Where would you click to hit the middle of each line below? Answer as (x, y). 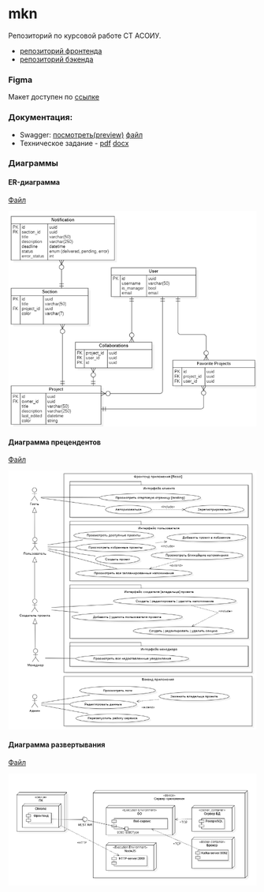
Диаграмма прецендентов (54, 442)
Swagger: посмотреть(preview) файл (81, 134)
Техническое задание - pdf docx (74, 143)
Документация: (41, 118)
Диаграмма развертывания (57, 745)
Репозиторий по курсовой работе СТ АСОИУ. (85, 36)
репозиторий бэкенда (56, 59)
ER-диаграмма (34, 182)
